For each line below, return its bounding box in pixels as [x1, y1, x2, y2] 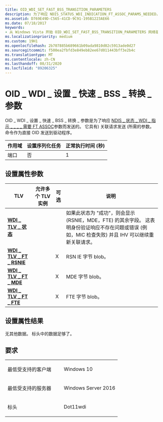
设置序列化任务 [27, 142, 62, 149]
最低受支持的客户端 [7, 366, 52, 373]
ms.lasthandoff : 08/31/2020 [5, 61, 62, 66]
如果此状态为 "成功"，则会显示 [66, 210, 135, 216]
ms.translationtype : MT [5, 52, 53, 57]
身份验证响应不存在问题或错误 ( [71, 224, 142, 231]
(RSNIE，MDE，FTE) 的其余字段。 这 [66, 217, 150, 224]
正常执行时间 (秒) [65, 142, 105, 149]
